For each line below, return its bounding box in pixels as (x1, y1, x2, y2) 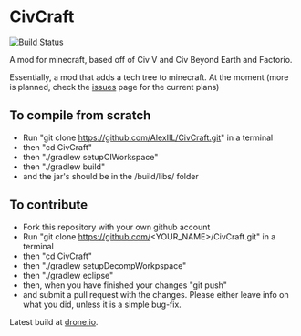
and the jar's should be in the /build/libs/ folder (22, 170, 199, 181)
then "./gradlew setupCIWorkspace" (22, 151, 159, 162)
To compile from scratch (9, 107, 151, 124)
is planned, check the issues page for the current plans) (9, 81, 220, 92)
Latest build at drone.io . (9, 316, 99, 327)
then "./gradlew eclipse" (22, 270, 114, 280)
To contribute (9, 198, 88, 213)
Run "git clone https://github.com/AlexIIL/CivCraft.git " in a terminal (22, 132, 274, 143)
